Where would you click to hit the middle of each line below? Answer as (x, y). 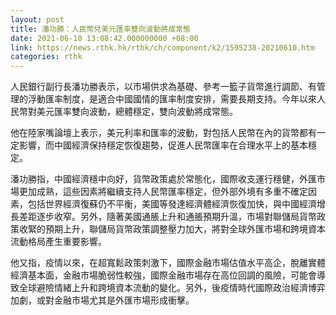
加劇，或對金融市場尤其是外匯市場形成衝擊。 (102, 300)
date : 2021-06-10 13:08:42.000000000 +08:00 (104, 38)
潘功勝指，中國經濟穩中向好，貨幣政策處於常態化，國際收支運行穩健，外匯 (163, 179)
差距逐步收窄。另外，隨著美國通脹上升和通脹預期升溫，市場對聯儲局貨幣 (167, 217)
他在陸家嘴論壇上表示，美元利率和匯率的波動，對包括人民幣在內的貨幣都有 (163, 133)
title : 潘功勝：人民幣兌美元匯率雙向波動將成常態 (100, 29)
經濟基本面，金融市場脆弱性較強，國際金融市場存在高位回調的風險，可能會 (163, 275)
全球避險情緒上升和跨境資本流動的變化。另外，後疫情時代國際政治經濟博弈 (172, 288)
